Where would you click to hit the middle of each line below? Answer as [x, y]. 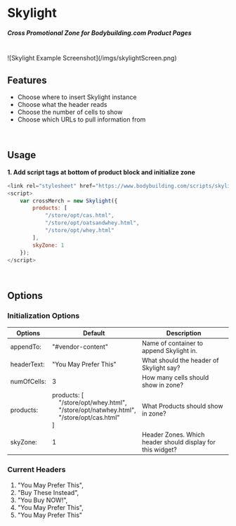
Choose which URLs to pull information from [81, 119]
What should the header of [180, 361]
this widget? [159, 449]
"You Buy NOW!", [42, 500]
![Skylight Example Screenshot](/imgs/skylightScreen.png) [92, 58]
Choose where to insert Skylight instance [77, 97]
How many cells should [175, 378]
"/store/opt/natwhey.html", [97, 410]
